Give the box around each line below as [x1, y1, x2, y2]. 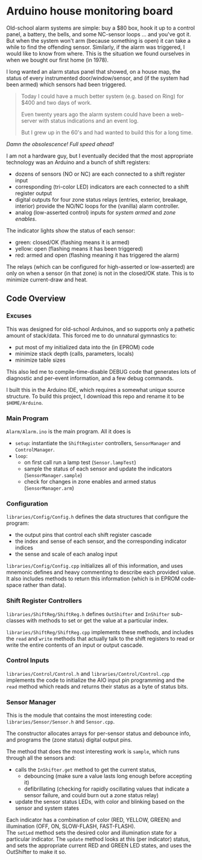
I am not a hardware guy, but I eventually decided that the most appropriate [6, 152, 194, 159]
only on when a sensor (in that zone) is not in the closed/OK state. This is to [6, 269, 194, 277]
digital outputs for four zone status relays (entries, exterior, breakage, [14, 196, 188, 203]
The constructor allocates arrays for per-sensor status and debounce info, [6, 730, 191, 737]
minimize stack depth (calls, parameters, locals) [14, 350, 134, 357]
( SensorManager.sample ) [24, 471, 83, 478]
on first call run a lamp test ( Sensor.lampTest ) [24, 458, 137, 466]
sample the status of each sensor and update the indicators [24, 465, 172, 472]
